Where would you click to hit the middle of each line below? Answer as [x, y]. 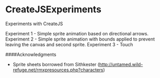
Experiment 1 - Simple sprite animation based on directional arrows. [77, 33]
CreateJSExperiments [54, 9]
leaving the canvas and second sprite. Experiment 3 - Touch [69, 44]
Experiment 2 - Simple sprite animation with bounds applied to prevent [80, 39]
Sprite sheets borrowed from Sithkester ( [56, 64]
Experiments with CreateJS [34, 24]
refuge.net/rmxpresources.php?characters [58, 70]
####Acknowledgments [31, 54]
